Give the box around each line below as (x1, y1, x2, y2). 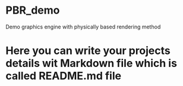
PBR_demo (5, 4, 60, 17)
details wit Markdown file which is (5, 57, 178, 70)
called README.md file (5, 69, 122, 83)
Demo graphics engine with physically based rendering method (5, 23, 161, 30)
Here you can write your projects (5, 44, 171, 58)
